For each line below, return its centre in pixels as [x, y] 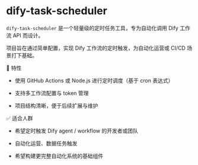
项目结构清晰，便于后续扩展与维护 [56, 105]
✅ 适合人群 [20, 118]
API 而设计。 [28, 35]
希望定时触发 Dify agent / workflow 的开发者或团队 [76, 131]
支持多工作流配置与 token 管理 [52, 93]
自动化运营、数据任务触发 [46, 143]
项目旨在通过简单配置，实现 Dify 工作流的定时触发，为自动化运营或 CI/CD [96, 48]
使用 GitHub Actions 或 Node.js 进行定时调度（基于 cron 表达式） [94, 80]
